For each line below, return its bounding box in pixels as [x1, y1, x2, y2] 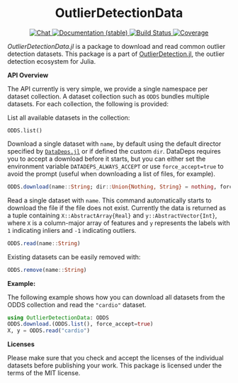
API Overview [7, 71, 49, 79]
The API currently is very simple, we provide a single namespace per [7, 84, 208, 93]
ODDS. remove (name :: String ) [7, 266, 87, 273]
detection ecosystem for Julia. [7, 57, 96, 65]
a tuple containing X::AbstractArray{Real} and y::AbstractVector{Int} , [7, 211, 217, 219]
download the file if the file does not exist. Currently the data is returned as [7, 203, 227, 212]
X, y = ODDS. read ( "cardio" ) [7, 327, 91, 334]
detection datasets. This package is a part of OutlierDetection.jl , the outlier [7, 50, 225, 58]
